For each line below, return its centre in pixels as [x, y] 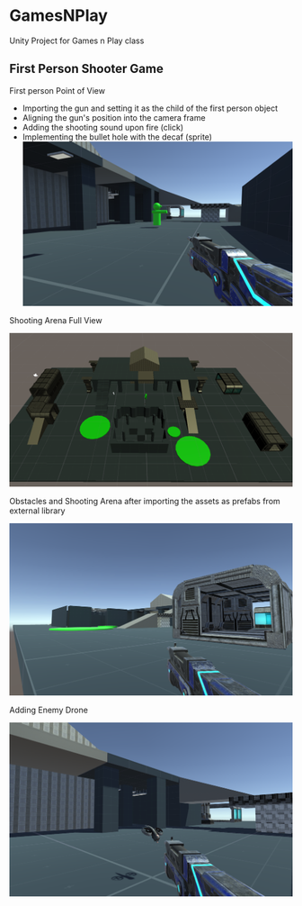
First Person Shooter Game [86, 69]
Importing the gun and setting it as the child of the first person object [150, 108]
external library [37, 511]
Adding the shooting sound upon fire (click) [103, 127]
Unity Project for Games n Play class [77, 41]
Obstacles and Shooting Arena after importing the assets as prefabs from [145, 501]
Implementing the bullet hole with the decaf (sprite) [117, 137]
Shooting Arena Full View [56, 321]
